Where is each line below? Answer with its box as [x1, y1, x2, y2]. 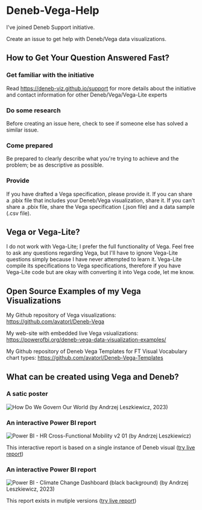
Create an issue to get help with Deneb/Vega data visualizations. [6, 35, 167, 42]
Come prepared [6, 141, 53, 150]
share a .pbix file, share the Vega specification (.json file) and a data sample [6, 203, 195, 210]
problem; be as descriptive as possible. [6, 161, 104, 169]
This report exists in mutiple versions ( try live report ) [6, 497, 137, 505]
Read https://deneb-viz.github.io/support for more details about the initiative [6, 84, 196, 92]
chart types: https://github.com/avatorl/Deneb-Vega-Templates [6, 354, 164, 362]
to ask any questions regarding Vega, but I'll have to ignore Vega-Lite [6, 249, 178, 257]
